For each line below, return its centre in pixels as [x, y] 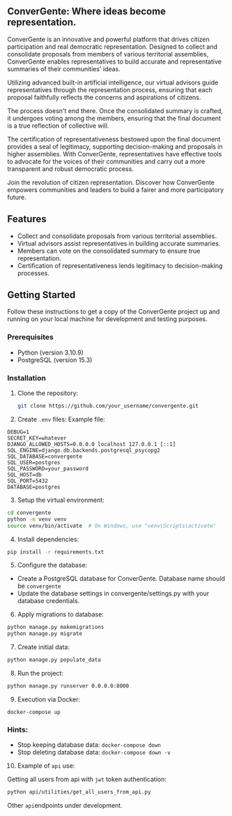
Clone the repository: [48, 393]
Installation [27, 378]
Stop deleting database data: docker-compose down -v [94, 752]
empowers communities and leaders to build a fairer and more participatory [116, 190]
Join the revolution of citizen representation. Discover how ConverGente [111, 182]
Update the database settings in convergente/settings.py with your [113, 593]
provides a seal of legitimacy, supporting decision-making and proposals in [115, 147]
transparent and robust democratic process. [71, 169]
